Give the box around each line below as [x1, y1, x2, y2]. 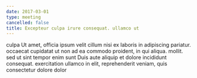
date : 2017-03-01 [6, 8, 49, 15]
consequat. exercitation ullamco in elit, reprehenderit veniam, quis [6, 60, 167, 67]
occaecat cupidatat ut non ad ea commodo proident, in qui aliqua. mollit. [6, 48, 183, 55]
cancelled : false [6, 19, 49, 25]
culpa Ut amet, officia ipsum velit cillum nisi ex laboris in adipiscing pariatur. [6, 41, 191, 48]
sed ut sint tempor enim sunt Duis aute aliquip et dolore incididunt [6, 54, 167, 61]
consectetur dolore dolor [6, 66, 67, 74]
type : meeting [6, 14, 42, 20]
